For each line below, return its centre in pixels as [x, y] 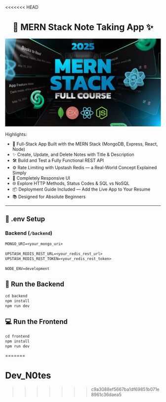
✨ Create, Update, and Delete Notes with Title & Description [73, 155]
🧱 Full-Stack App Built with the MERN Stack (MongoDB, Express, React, [85, 144]
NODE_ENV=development [27, 269]
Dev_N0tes [28, 375]
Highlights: [16, 134]
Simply [19, 173]
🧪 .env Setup [25, 219]
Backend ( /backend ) [29, 233]
